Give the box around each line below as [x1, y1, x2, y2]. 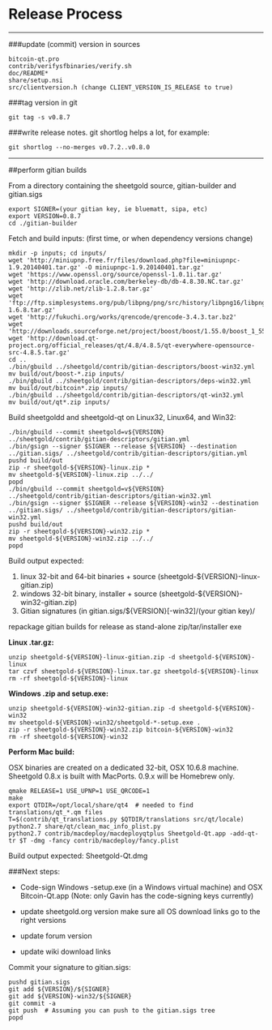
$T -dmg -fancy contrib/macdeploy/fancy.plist [19, 836, 180, 844]
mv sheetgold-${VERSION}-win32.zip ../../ [8, 534, 154, 543]
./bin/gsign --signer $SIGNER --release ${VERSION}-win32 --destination [8, 499, 259, 507]
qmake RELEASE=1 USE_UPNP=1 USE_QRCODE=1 [8, 787, 151, 795]
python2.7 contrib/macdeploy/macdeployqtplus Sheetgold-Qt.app [8, 829, 227, 838]
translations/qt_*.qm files [8, 808, 104, 816]
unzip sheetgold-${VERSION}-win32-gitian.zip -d [8, 704, 176, 712]
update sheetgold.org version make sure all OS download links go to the [19, 906, 261, 916]
